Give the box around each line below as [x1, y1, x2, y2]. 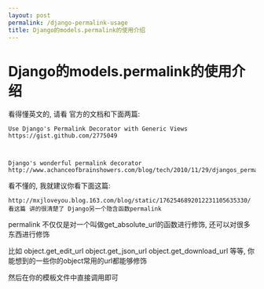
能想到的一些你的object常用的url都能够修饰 [8, 256, 148, 265]
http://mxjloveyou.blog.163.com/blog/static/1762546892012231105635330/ [8, 197, 251, 205]
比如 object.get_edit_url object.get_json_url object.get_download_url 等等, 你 [8, 247, 255, 256]
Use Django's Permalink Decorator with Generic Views [8, 125, 189, 134]
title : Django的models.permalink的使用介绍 [8, 26, 145, 34]
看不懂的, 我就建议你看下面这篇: [8, 181, 112, 191]
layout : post [8, 11, 51, 20]
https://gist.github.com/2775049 [8, 132, 118, 140]
